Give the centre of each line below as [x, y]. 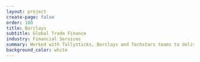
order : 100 [20, 22]
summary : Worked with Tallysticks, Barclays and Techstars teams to [93, 45]
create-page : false [30, 17]
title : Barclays [26, 28]
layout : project [26, 12]
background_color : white [37, 50]
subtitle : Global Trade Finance [46, 34]
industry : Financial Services [44, 39]
